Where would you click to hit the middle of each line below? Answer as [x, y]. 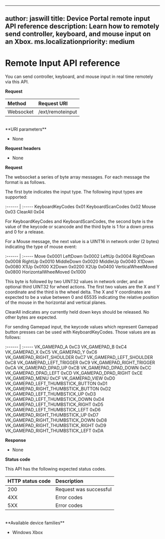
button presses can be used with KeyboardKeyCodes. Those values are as [81, 332]
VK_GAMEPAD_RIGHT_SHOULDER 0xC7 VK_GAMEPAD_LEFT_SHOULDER [79, 358]
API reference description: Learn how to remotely [82, 26]
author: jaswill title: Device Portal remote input [78, 18]
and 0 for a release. [25, 232]
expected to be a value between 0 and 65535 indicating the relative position [82, 297]
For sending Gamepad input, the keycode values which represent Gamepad [82, 327]
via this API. [17, 82]
